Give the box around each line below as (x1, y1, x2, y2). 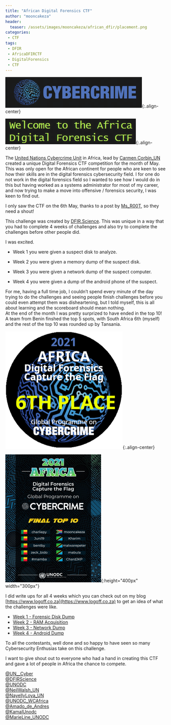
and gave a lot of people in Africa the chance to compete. (5, 661, 127, 667)
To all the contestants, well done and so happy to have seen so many (5, 640, 151, 646)
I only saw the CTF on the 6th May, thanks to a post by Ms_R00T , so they (5, 203, 159, 209)
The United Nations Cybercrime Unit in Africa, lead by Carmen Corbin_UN (5, 155, 161, 161)
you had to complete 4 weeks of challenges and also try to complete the (5, 224, 158, 230)
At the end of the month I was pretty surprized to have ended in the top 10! (5, 310, 162, 317)
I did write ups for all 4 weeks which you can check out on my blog (5, 593, 146, 599)
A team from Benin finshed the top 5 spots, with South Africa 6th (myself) (5, 316, 160, 322)
